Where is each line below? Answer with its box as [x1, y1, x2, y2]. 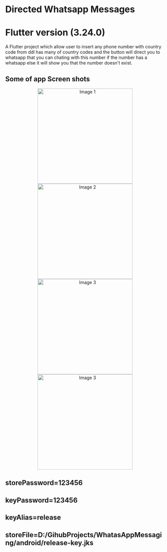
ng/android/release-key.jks [5, 538, 94, 547]
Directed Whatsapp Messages [5, 4, 135, 15]
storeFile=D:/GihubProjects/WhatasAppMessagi [5, 530, 162, 539]
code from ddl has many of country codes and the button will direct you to [5, 49, 160, 55]
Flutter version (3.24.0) [5, 27, 105, 39]
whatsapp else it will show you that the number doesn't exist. [5, 60, 133, 66]
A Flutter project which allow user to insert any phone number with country [5, 44, 162, 50]
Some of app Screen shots [5, 75, 90, 83]
